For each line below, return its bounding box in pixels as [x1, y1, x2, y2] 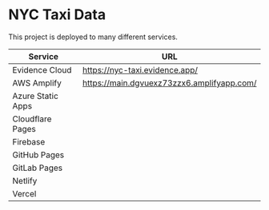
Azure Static [12, 90, 58, 101]
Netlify [12, 175, 38, 186]
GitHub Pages [12, 149, 65, 160]
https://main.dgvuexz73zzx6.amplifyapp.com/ [82, 77, 257, 89]
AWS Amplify [12, 77, 62, 89]
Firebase [12, 136, 46, 147]
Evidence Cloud [12, 64, 72, 75]
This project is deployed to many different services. [8, 32, 179, 42]
